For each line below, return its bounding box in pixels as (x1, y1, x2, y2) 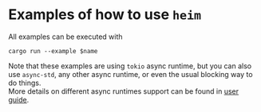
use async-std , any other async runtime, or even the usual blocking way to (8, 69, 253, 79)
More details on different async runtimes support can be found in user (8, 86, 239, 96)
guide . (8, 95, 30, 104)
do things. (8, 78, 42, 87)
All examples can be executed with (8, 32, 123, 41)
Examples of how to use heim (8, 6, 202, 24)
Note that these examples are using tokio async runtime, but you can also (8, 61, 252, 71)
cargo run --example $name (8, 47, 98, 55)
